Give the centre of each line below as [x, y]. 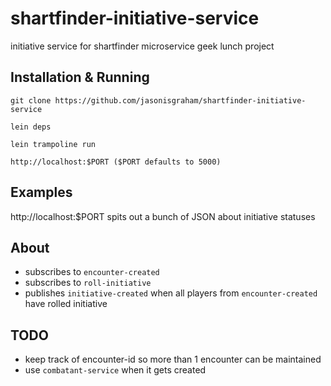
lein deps [31, 127]
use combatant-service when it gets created [115, 370]
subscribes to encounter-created [92, 272]
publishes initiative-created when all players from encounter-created [171, 293]
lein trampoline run [53, 144]
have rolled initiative [66, 304]
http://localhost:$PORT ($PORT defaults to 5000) [116, 162]
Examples [41, 192]
